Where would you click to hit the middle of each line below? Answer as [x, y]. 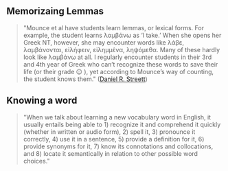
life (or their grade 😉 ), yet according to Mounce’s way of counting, [118, 71]
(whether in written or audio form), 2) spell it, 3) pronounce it [109, 132]
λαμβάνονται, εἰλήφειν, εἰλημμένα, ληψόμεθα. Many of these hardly [122, 49]
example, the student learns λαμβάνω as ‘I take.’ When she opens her [122, 35]
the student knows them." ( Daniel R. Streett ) [85, 79]
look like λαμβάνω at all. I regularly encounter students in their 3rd [117, 57]
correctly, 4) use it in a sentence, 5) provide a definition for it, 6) [114, 139]
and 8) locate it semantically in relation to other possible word [111, 153]
